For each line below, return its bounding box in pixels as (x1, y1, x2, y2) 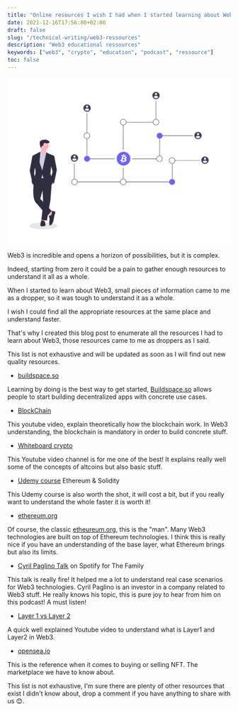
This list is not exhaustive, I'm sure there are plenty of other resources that (7, 682, 225, 690)
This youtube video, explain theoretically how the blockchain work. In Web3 (7, 420, 228, 429)
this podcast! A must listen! (7, 598, 87, 607)
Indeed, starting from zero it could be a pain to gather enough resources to (7, 265, 226, 273)
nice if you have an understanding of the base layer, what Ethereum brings (7, 540, 225, 549)
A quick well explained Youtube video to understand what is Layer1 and (7, 625, 215, 634)
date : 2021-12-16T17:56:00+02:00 (7, 18, 106, 26)
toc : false (7, 57, 40, 64)
